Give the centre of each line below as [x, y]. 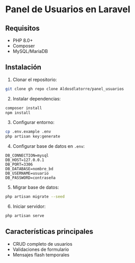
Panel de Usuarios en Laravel [68, 9]
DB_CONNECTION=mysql [27, 156]
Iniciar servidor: [29, 206]
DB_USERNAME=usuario [27, 174]
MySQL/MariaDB [30, 51]
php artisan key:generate [33, 137]
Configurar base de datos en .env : [49, 146]
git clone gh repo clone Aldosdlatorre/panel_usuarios [65, 89]
